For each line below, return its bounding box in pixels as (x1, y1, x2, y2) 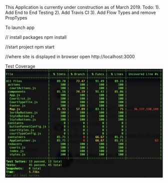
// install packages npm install (5, 34, 66, 40)
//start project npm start (5, 44, 55, 49)
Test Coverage (5, 63, 35, 69)
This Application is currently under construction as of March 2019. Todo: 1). (5, 4, 160, 10)
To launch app (5, 24, 35, 30)
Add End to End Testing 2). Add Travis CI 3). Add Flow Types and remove (5, 9, 156, 15)
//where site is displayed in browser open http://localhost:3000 (5, 53, 135, 59)
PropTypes (5, 15, 27, 20)
